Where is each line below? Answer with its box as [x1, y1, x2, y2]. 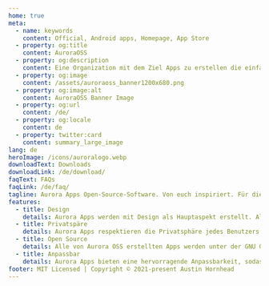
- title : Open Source [15, 236, 88, 244]
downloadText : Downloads [8, 161, 91, 169]
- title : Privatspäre [15, 220, 88, 228]
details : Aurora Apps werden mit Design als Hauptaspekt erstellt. [22, 213, 252, 221]
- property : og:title [15, 42, 88, 50]
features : [8, 198, 42, 206]
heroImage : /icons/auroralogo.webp [8, 153, 127, 161]
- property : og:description [15, 57, 110, 65]
